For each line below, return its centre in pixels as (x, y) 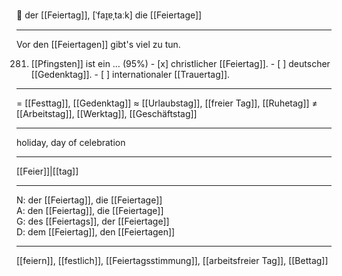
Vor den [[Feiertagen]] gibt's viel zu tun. (98, 44)
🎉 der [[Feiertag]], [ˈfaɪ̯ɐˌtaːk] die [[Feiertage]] (109, 15)
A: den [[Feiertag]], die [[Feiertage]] (90, 210)
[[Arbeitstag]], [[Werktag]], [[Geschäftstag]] (107, 113)
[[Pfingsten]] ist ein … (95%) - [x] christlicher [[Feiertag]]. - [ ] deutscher (180, 63)
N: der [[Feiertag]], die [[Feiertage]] (89, 200)
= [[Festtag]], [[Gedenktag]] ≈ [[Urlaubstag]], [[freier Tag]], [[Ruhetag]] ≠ (167, 103)
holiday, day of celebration (71, 142)
